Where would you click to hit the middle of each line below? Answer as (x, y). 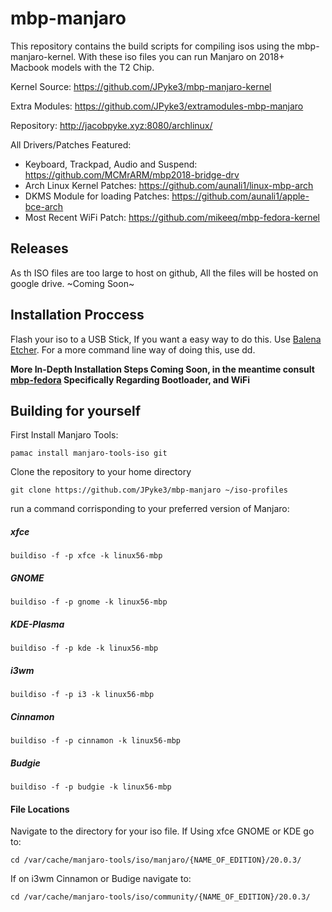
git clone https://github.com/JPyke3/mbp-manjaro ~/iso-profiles (149, 490)
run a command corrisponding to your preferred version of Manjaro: (150, 509)
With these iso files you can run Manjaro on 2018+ (181, 56)
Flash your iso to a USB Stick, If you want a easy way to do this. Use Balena (166, 339)
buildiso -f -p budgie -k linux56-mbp (91, 787)
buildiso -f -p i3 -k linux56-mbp (82, 695)
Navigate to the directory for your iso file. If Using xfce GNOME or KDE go (162, 831)
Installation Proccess (77, 315)
